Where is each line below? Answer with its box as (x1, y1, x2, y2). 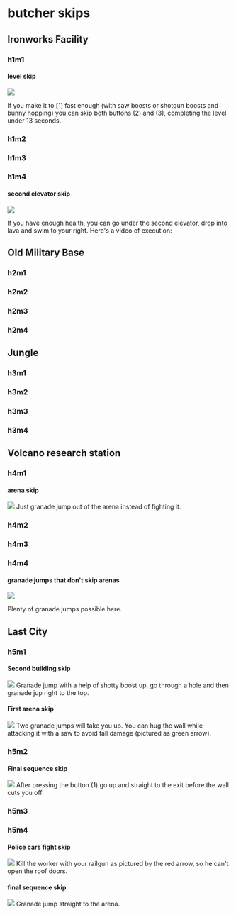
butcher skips (7, 5, 91, 21)
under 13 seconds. (7, 116, 62, 125)
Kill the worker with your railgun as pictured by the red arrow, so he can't (16, 860, 229, 868)
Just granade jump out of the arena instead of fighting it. (16, 502, 181, 511)
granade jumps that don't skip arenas (7, 576, 120, 584)
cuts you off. (7, 789, 44, 797)
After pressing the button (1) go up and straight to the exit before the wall (16, 781, 229, 789)
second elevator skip (7, 189, 71, 198)
